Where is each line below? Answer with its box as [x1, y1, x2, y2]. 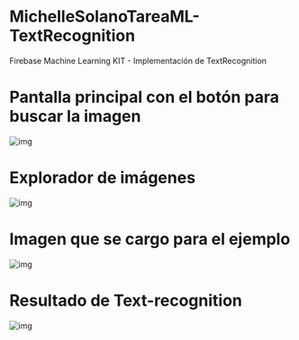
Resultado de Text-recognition [9, 290, 243, 310]
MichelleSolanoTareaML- [9, 6, 200, 27]
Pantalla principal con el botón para [9, 87, 279, 107]
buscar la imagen [9, 106, 141, 127]
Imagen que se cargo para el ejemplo [9, 229, 291, 249]
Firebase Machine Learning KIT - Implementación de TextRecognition [9, 55, 267, 66]
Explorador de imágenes [9, 168, 196, 188]
